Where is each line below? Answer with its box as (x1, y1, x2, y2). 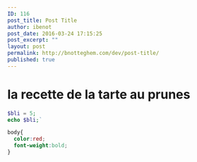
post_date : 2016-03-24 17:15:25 (7, 30, 102, 37)
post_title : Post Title (7, 17, 78, 24)
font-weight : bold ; (13, 142, 68, 149)
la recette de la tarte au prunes (7, 86, 191, 102)
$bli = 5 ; (7, 110, 37, 117)
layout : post (7, 43, 46, 50)
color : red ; (13, 135, 46, 143)
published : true (7, 56, 55, 63)
